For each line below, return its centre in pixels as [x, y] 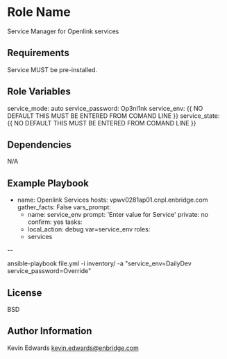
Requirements [38, 53]
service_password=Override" [49, 271]
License [25, 293]
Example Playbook [48, 183]
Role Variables [39, 92]
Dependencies [39, 145]
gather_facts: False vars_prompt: [64, 207]
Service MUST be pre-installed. [52, 69]
